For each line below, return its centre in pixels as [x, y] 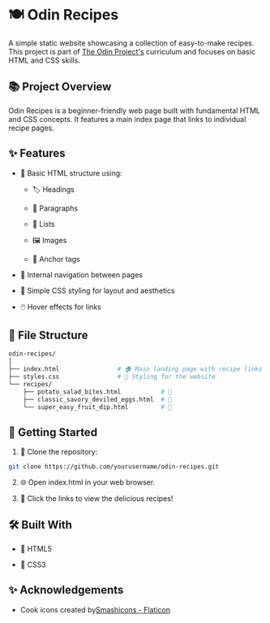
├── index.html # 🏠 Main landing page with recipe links [135, 369]
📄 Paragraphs [55, 208]
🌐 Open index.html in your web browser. [88, 482]
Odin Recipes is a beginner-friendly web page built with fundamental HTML [135, 111]
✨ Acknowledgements [66, 590]
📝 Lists [43, 224]
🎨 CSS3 [33, 564]
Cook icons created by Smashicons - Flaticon [95, 609]
